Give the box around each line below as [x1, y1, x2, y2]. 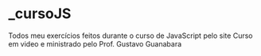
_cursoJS [8, 5, 72, 23]
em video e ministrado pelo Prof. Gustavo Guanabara [8, 39, 182, 48]
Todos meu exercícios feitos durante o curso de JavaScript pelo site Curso [8, 31, 253, 40]
